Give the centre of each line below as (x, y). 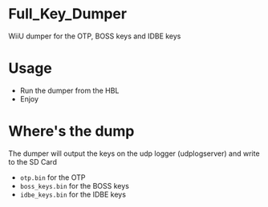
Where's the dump (71, 131)
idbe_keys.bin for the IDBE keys (73, 194)
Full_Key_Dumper (67, 14)
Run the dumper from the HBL (69, 90)
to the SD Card (33, 161)
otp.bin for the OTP (53, 177)
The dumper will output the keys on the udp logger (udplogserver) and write (134, 153)
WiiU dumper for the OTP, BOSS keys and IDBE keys (95, 36)
